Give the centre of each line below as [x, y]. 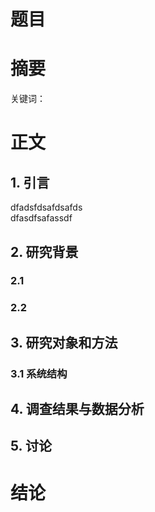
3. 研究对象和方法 [64, 342]
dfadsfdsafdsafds [46, 207]
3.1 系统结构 [39, 373]
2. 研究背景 [44, 251]
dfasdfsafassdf [41, 218]
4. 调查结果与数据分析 [77, 409]
